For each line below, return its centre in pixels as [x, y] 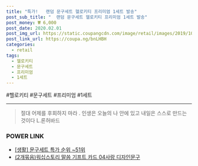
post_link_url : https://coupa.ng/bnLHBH [57, 39]
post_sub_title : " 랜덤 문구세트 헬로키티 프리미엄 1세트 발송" [77, 17]
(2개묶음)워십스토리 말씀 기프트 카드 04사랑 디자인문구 [77, 157]
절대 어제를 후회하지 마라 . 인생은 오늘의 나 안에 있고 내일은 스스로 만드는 [104, 113]
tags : [13, 56]
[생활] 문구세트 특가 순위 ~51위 [50, 150]
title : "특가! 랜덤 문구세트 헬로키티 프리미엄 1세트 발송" [72, 12]
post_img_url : [24, 34]
